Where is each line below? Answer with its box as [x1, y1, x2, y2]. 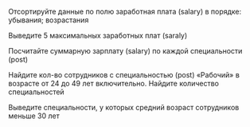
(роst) [8, 55, 29, 64]
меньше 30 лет [8, 111, 60, 121]
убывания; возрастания [8, 15, 89, 25]
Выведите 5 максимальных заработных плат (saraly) [8, 31, 188, 40]
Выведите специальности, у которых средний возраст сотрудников [8, 103, 240, 112]
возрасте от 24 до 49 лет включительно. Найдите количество [8, 79, 219, 88]
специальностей [8, 87, 65, 97]
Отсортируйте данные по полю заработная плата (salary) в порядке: [8, 7, 242, 16]
